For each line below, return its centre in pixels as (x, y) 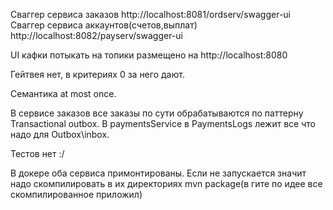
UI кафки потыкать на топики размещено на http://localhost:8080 (149, 55)
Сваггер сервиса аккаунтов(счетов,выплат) (104, 25)
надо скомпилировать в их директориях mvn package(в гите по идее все (166, 183)
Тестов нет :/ (37, 153)
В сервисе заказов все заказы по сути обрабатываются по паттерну (157, 113)
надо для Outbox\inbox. (60, 134)
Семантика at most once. (63, 93)
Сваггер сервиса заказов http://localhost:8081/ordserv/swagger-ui (151, 14)
